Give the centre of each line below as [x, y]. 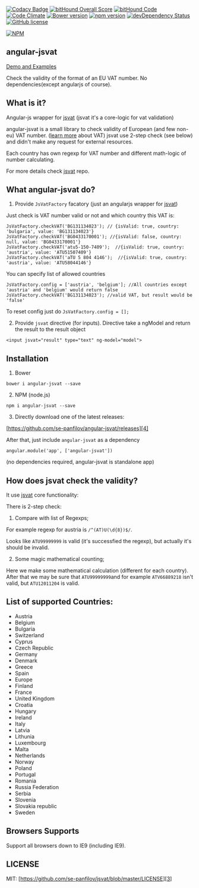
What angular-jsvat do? [51, 190]
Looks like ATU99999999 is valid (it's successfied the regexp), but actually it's [99, 541]
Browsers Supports [43, 831]
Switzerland [29, 635]
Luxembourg [30, 743]
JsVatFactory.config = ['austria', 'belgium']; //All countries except [97, 285]
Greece [24, 666]
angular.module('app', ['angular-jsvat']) [59, 451]
